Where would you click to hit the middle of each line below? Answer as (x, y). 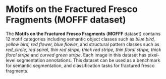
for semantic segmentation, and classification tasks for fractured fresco (80, 65)
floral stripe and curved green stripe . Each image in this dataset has (76, 55)
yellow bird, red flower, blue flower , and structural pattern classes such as (82, 44)
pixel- (153, 55)
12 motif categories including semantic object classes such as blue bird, (80, 39)
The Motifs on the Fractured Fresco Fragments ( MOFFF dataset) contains (83, 33)
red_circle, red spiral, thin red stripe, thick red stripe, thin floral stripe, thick (84, 49)
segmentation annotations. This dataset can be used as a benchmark (88, 60)
